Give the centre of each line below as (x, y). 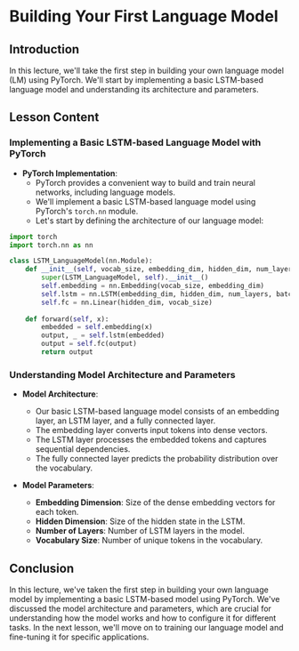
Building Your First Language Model (144, 16)
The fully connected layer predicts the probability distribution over (157, 459)
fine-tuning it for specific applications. (79, 637)
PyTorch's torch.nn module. (87, 211)
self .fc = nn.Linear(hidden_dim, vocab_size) (127, 302)
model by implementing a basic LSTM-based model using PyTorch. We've (145, 599)
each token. (57, 512)
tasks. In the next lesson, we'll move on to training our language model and (146, 628)
